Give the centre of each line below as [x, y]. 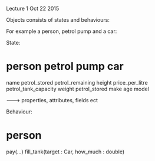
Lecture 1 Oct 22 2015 [33, 9]
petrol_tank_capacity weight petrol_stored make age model [77, 89]
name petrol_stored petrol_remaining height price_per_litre [77, 82]
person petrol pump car [65, 66]
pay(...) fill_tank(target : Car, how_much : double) [65, 152]
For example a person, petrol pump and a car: [62, 31]
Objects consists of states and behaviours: [58, 20]
